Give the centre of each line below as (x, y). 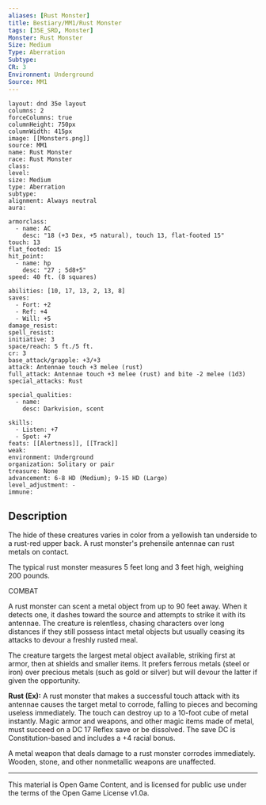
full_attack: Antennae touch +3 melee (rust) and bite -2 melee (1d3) (127, 374)
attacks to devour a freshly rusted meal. (73, 640)
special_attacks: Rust (46, 381)
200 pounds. (29, 576)
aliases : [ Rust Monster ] (49, 15)
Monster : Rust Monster (46, 38)
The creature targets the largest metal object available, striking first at (122, 655)
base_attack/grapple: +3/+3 (55, 360)
